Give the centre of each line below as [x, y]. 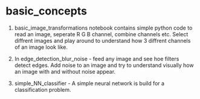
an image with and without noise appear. [65, 71]
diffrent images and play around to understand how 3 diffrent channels [102, 40]
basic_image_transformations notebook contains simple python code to [103, 28]
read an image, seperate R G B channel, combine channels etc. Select [101, 34]
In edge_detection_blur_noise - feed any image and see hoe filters [97, 59]
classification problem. [43, 89]
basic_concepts [46, 11]
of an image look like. [41, 47]
